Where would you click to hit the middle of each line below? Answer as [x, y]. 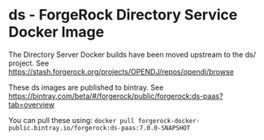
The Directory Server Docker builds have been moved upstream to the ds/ [132, 54]
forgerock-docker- [169, 121]
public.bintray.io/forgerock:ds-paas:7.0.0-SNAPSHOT [100, 128]
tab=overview [32, 104]
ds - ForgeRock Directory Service [123, 15]
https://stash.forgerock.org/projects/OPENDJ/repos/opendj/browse [121, 71]
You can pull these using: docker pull [71, 120]
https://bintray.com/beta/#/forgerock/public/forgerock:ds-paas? [116, 95]
